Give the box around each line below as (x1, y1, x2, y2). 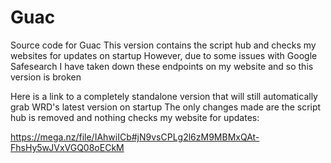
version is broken (10, 71, 82, 83)
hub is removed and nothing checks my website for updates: (10, 111, 260, 123)
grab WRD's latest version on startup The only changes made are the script (10, 101, 322, 113)
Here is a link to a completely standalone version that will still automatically (10, 90, 318, 102)
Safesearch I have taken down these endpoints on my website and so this (10, 60, 314, 72)
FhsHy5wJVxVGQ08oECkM (10, 141, 125, 153)
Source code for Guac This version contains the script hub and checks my (10, 39, 317, 51)
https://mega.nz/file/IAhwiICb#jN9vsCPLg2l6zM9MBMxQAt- (10, 131, 260, 143)
